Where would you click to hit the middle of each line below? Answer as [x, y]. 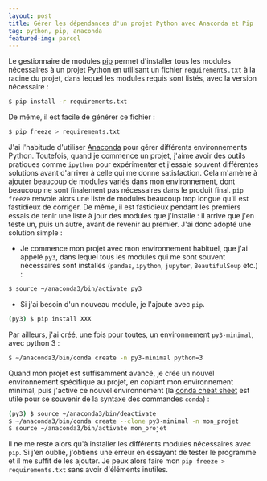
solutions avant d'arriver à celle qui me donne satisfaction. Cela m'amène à [133, 173]
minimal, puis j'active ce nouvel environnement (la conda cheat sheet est [129, 390]
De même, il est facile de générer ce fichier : [82, 117]
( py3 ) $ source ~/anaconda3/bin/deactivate [82, 413]
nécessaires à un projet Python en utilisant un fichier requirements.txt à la [132, 70]
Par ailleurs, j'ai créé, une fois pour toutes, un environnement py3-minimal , [131, 334]
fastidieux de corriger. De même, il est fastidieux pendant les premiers [125, 207]
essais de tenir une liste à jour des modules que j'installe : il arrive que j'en [131, 216]
